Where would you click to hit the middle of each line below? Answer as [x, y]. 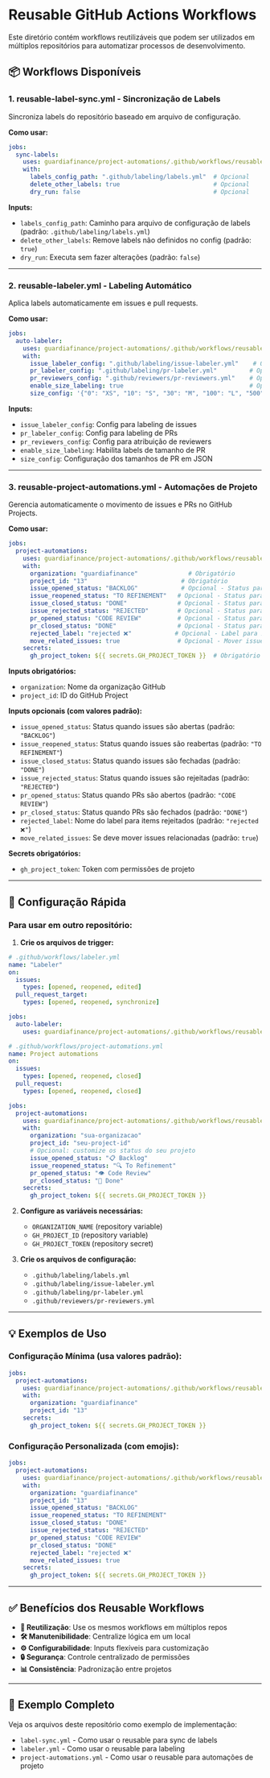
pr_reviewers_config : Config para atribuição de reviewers [116, 441]
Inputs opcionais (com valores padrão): [75, 711]
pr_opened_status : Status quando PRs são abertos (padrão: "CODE [128, 795]
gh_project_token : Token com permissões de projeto [107, 869]
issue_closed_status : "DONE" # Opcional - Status [138, 603]
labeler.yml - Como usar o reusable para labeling [102, 1748]
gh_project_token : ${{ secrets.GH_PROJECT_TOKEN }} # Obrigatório [145, 656]
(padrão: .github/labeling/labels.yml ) [85, 231]
